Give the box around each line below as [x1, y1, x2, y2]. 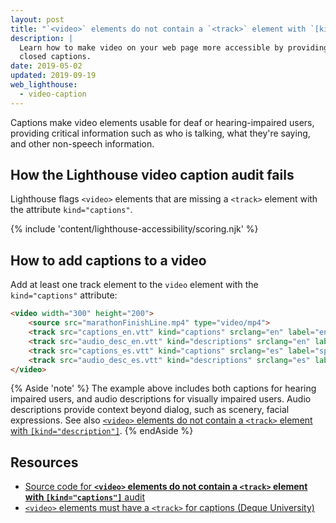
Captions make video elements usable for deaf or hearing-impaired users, [10, 116, 315, 128]
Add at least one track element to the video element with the [10, 279, 259, 291]
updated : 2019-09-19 [10, 71, 97, 81]
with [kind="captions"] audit [24, 491, 146, 503]
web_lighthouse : [10, 80, 78, 90]
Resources [10, 454, 79, 471]
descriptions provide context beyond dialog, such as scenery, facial [10, 404, 290, 416]
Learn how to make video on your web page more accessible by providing [19, 42, 329, 53]
